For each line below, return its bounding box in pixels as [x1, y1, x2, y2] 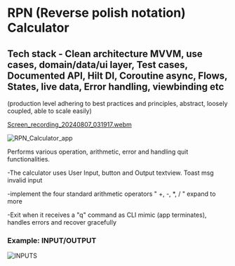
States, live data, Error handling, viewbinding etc [7, 81, 224, 93]
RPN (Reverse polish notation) [7, 5, 186, 21]
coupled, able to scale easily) [7, 107, 93, 115]
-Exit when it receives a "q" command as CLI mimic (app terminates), [7, 211, 207, 219]
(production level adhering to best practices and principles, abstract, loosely [7, 100, 228, 107]
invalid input [7, 176, 43, 184]
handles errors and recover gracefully [7, 218, 117, 226]
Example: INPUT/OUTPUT [7, 235, 97, 245]
